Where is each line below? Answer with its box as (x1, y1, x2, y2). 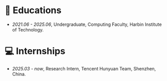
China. (12, 71, 26, 77)
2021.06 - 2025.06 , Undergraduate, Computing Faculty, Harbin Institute (12, 21, 162, 27)
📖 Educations (5, 5, 62, 16)
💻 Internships (5, 46, 65, 57)
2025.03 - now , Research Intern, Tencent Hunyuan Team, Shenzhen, (12, 65, 156, 71)
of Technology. (12, 26, 44, 32)
